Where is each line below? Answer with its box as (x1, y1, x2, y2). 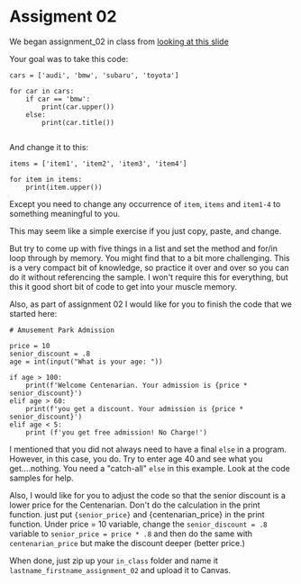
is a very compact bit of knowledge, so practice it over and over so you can (9, 262, 290, 273)
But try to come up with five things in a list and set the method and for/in (9, 243, 278, 254)
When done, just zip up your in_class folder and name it (9, 555, 219, 566)
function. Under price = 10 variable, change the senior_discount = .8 (9, 518, 268, 529)
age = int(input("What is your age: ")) (9, 357, 164, 366)
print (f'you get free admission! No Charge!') (25, 427, 207, 437)
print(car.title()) (41, 118, 115, 127)
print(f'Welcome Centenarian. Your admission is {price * (25, 381, 248, 390)
